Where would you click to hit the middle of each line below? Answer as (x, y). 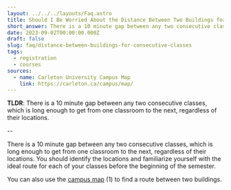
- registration (35, 58)
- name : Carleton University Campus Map (72, 77)
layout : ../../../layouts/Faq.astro (59, 13)
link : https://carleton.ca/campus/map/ (77, 84)
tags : (15, 52)
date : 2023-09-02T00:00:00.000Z (53, 33)
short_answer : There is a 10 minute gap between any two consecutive (109, 26)
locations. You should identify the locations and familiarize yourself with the (114, 159)
